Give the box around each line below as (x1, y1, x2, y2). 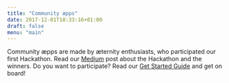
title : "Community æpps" (7, 10, 78, 17)
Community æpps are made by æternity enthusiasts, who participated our (7, 48, 216, 56)
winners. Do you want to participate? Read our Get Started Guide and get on (7, 62, 223, 70)
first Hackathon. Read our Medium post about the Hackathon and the (7, 55, 202, 63)
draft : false (7, 22, 45, 29)
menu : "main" (7, 29, 45, 36)
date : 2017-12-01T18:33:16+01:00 (7, 16, 103, 23)
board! (7, 69, 26, 78)
